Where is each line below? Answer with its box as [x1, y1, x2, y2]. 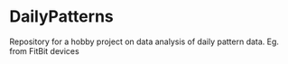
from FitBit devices [9, 45, 79, 56]
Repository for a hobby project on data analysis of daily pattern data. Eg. [9, 36, 280, 47]
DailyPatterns [9, 6, 115, 27]
